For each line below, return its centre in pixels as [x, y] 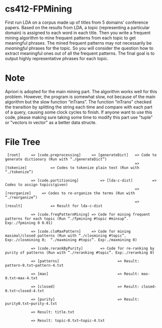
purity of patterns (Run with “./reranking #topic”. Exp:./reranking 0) [80, 253]
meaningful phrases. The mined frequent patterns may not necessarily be [78, 43]
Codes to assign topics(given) [37, 185]
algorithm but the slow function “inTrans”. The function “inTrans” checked [78, 102]
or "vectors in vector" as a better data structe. [51, 122]
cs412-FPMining [39, 9]
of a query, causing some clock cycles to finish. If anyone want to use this [79, 112]
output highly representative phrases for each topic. [57, 58]
